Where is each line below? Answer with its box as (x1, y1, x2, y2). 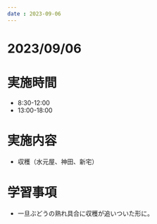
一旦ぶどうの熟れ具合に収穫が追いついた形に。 (17, 209, 153, 218)
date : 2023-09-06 (7, 10, 61, 18)
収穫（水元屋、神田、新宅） (17, 157, 99, 166)
